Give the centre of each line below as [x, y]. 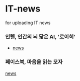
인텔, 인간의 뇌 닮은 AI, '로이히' [40, 37]
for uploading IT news [28, 23]
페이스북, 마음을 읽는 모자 [34, 62]
